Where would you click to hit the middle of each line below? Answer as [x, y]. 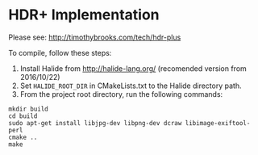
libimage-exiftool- [218, 123]
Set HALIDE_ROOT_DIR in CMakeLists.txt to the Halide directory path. [131, 86]
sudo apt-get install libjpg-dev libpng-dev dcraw [95, 123]
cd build [23, 116]
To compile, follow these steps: [60, 52]
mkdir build [28, 109]
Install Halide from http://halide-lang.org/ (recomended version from [133, 68]
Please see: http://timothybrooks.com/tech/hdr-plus [95, 37]
